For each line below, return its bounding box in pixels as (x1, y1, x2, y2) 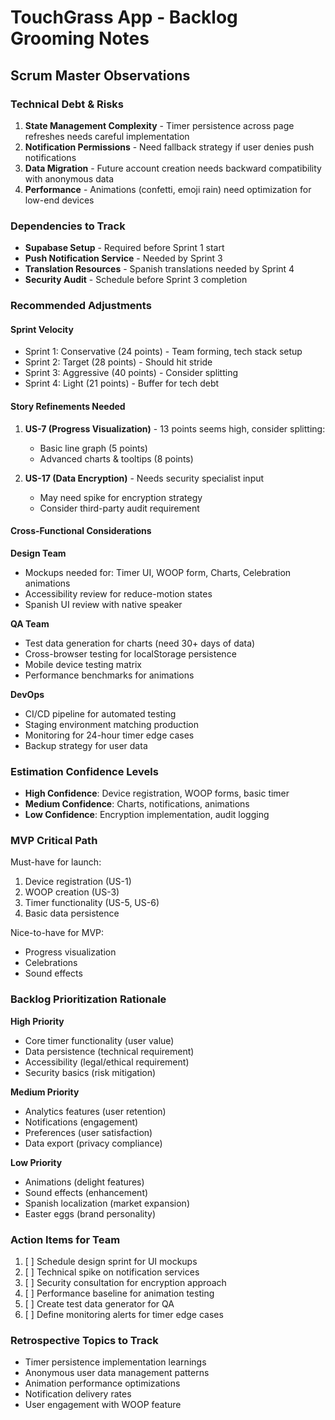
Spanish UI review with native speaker (24, 598, 183, 610)
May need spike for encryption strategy (39, 491, 203, 503)
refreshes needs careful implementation (24, 130, 190, 142)
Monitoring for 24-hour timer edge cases (24, 729, 195, 741)
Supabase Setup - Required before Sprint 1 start (24, 242, 225, 254)
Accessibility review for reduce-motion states (24, 587, 213, 600)
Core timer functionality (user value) (24, 1034, 175, 1046)
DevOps (10, 688, 45, 700)
